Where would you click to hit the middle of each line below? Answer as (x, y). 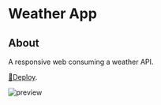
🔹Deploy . (23, 77)
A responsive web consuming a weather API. (81, 62)
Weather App (52, 14)
